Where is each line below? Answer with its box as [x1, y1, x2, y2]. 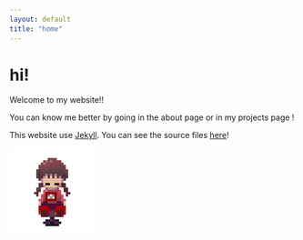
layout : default [9, 15, 71, 24]
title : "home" [9, 24, 64, 34]
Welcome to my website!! [9, 95, 105, 105]
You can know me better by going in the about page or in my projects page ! [9, 112, 295, 123]
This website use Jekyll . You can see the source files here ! [9, 130, 229, 141]
